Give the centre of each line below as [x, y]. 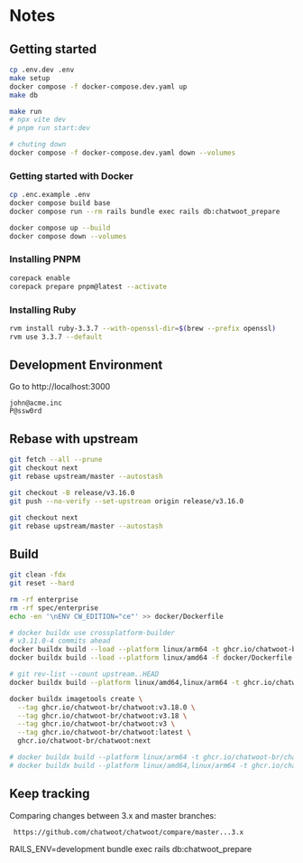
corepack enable [40, 278]
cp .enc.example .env [50, 195]
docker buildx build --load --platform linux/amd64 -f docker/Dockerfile [151, 658]
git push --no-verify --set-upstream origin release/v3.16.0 [127, 501]
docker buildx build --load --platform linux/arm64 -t [115, 650]
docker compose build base [60, 203]
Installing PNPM [45, 259]
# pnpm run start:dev [50, 128]
